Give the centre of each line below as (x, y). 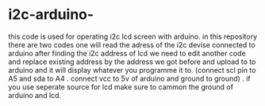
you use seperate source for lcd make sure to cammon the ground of (121, 87)
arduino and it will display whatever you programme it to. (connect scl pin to (132, 70)
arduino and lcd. (35, 95)
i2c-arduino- (51, 15)
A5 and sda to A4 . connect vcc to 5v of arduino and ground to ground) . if (130, 78)
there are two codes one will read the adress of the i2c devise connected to (132, 44)
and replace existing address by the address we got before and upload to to (132, 62)
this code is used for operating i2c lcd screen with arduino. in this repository (133, 36)
